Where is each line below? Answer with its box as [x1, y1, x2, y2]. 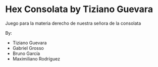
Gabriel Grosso [12, 45, 44, 51]
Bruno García [12, 50, 40, 56]
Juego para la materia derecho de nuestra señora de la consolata [5, 20, 141, 26]
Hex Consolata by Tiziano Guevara [5, 4, 153, 15]
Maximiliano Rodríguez [12, 55, 61, 61]
